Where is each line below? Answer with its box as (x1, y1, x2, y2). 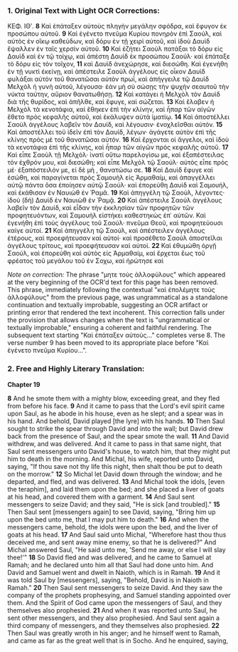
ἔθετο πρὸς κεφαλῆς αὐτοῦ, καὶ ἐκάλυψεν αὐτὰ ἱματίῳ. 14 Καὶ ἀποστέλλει (7, 113, 229, 121)
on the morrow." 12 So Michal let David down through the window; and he (7, 470, 222, 478)
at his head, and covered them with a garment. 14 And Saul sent (7, 492, 195, 501)
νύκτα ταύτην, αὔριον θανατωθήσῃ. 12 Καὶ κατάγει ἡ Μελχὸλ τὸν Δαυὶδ (7, 90, 220, 98)
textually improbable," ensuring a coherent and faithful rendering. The (7, 324, 212, 332)
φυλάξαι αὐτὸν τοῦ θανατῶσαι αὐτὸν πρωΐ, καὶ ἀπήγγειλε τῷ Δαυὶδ (7, 75, 210, 83)
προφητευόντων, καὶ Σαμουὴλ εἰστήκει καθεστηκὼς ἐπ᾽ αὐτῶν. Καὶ (7, 211, 206, 219)
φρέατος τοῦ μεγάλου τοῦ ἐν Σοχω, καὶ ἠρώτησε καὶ (7, 257, 164, 265)
